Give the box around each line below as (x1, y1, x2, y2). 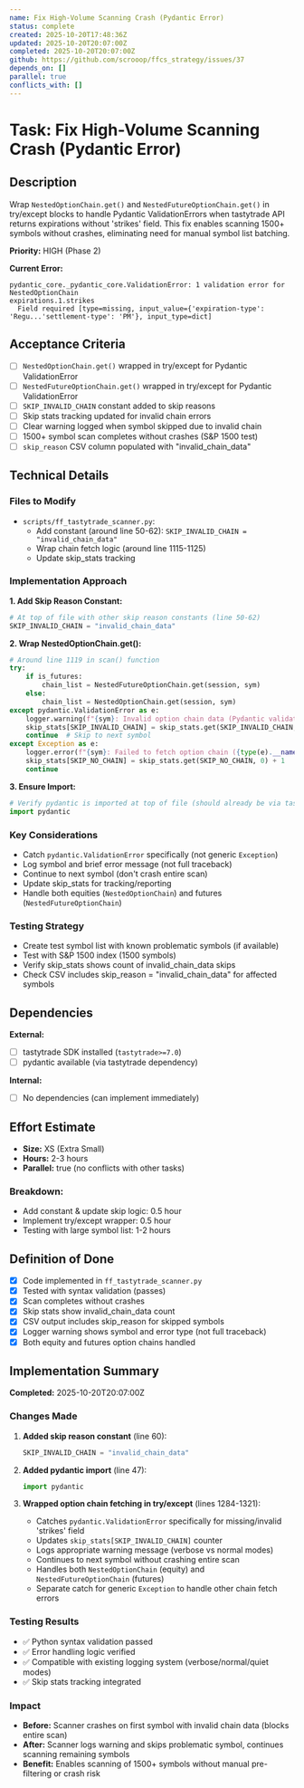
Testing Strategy (9, 920, 84, 932)
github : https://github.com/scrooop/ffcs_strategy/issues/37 (9, 55, 245, 64)
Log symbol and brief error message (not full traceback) (22, 858, 233, 869)
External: (9, 1029, 45, 1040)
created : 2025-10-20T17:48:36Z (9, 30, 128, 39)
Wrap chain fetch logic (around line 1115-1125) (35, 542, 206, 553)
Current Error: (9, 263, 63, 273)
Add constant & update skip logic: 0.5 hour (22, 1206, 183, 1217)
